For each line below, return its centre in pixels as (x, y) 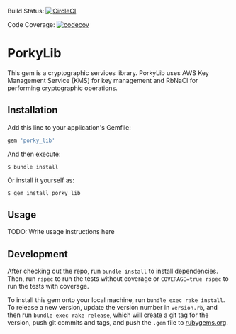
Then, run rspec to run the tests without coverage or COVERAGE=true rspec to (118, 279)
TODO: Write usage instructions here (61, 232)
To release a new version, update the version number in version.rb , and (113, 308)
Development (38, 254)
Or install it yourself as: (41, 180)
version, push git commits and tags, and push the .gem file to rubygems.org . (118, 323)
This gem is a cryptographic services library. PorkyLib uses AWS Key (108, 73)
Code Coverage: (31, 24)
